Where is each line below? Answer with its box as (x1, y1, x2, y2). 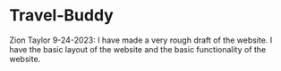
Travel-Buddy (9, 5, 114, 26)
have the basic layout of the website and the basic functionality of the (9, 43, 267, 54)
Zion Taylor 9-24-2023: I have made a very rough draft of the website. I (9, 35, 273, 45)
